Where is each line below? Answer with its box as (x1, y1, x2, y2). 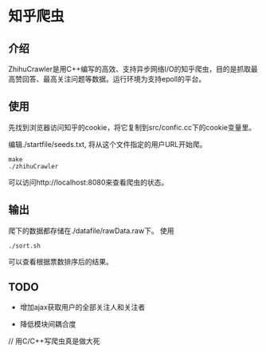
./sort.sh (8, 241, 41, 250)
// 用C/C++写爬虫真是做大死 (8, 336, 101, 346)
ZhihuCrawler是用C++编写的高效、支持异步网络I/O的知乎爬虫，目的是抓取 (8, 65, 251, 73)
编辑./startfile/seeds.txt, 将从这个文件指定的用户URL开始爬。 (8, 139, 207, 149)
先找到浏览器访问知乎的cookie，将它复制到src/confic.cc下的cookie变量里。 (8, 122, 256, 132)
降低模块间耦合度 (19, 319, 76, 329)
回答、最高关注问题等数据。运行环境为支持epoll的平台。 (22, 74, 205, 84)
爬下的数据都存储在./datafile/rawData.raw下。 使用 (8, 225, 174, 236)
